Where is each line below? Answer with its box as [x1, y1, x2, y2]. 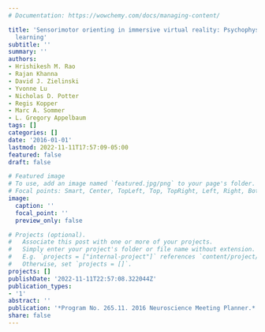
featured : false [8, 151, 62, 159]
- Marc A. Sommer [8, 107, 65, 115]
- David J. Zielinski [8, 77, 80, 85]
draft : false [8, 158, 51, 166]
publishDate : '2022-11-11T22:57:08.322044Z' [8, 274, 157, 283]
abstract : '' [8, 297, 51, 305]
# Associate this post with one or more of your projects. [8, 238, 214, 246]
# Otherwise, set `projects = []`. [8, 260, 132, 268]
